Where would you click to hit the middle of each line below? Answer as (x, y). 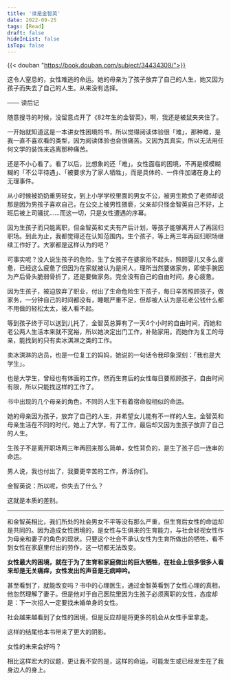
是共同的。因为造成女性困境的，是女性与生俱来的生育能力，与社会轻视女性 (112, 530)
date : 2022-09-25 (32, 20)
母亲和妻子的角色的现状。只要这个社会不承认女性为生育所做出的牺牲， (112, 539)
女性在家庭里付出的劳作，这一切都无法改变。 (76, 547)
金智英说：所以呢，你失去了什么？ (55, 486)
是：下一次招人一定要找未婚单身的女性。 (64, 602)
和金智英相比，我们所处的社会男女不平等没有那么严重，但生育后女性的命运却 (115, 522)
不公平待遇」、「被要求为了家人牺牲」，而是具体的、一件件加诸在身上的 (123, 172)
